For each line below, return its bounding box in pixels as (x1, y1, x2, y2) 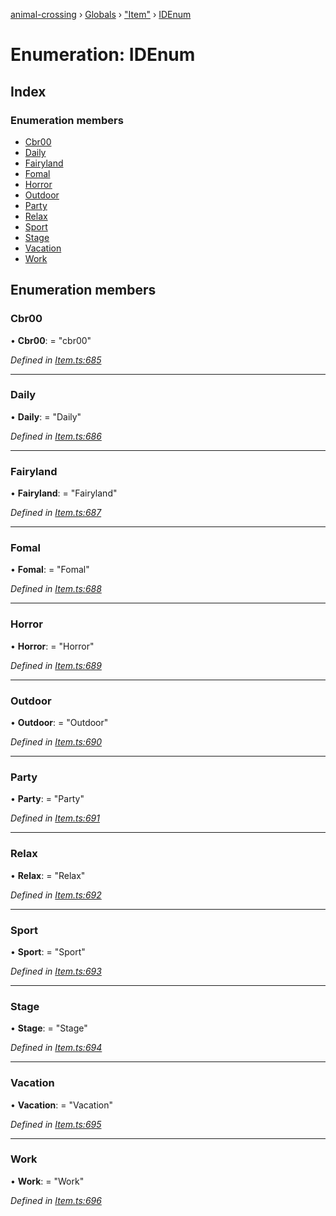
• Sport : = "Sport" (10, 945, 86, 958)
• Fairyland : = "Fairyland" (10, 487, 118, 499)
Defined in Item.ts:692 (10, 889, 102, 901)
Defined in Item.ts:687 (10, 507, 102, 519)
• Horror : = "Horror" (10, 640, 95, 652)
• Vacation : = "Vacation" (10, 1099, 113, 1111)
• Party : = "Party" (10, 793, 85, 805)
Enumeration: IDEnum (10, 44, 196, 66)
